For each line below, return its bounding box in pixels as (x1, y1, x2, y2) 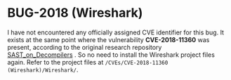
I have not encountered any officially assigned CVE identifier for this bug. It (7, 28, 225, 36)
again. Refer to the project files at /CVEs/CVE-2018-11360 (7, 58, 169, 66)
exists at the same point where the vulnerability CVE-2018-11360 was (7, 35, 210, 44)
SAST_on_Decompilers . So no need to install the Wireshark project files (7, 51, 216, 59)
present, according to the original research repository (7, 43, 162, 51)
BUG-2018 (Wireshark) (7, 5, 143, 21)
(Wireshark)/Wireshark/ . (7, 65, 79, 74)
